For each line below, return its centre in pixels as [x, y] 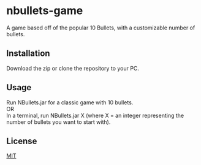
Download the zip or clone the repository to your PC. [73, 68]
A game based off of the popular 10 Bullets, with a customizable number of [101, 28]
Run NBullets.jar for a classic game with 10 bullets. [70, 102]
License [22, 141]
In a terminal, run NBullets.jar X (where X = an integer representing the [95, 115]
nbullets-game [45, 11]
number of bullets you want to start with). [59, 122]
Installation [28, 54]
